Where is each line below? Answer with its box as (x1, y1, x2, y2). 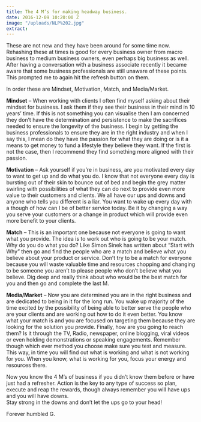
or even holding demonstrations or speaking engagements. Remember (6, 336, 181, 343)
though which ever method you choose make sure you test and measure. (6, 343, 187, 350)
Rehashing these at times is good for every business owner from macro (6, 49, 183, 56)
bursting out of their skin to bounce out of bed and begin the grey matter (6, 179, 186, 186)
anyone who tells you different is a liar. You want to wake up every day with (6, 198, 192, 205)
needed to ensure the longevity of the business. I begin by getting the (6, 122, 179, 130)
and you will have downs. (6, 393, 69, 400)
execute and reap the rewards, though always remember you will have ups (6, 386, 191, 393)
